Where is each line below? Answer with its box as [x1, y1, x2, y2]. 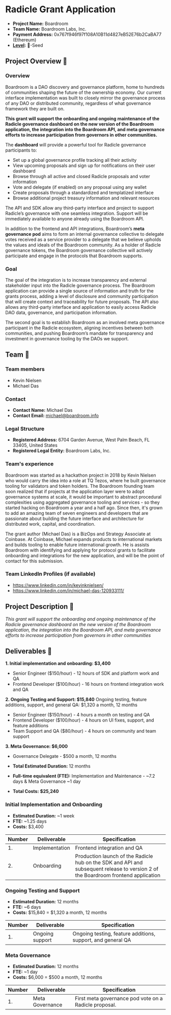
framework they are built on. [5, 106, 65, 112]
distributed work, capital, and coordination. [5, 521, 96, 527]
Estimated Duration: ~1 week [12, 812, 75, 819]
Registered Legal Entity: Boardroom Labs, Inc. [12, 448, 111, 454]
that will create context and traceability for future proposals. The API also [5, 299, 159, 305]
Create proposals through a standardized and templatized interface [12, 189, 154, 195]
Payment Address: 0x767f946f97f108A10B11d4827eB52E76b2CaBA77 [12, 31, 162, 37]
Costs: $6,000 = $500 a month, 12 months [12, 974, 103, 980]
